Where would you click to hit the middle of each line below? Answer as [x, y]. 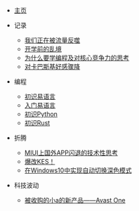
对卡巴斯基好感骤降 [52, 66]
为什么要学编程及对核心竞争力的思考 [77, 58]
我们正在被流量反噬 [52, 40]
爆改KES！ [40, 161]
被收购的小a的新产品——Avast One [75, 200]
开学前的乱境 [43, 49]
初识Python [41, 114]
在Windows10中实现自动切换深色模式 [78, 170]
